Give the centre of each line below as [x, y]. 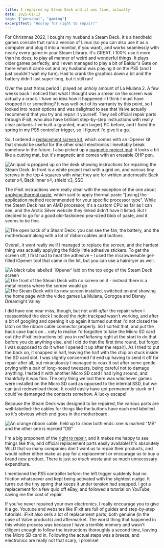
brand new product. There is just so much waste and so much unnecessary [81, 459]
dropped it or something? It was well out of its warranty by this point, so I [79, 104]
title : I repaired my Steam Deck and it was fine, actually [68, 10]
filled [10, 261]
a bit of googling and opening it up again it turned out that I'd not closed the [82, 321]
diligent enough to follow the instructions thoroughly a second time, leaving [81, 530]
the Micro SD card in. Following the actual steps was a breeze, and [72, 535]
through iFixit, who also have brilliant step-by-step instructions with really [79, 119]
